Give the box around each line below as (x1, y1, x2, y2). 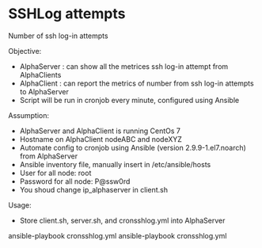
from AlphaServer (19, 151, 78, 161)
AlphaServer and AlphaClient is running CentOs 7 (19, 126, 180, 135)
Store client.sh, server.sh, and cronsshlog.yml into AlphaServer (19, 216, 226, 225)
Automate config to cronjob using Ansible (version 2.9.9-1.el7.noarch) (19, 143, 247, 152)
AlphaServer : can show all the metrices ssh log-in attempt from (19, 61, 229, 71)
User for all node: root (19, 168, 92, 177)
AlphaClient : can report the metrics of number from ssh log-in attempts (19, 78, 255, 88)
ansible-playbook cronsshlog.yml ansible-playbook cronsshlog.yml (8, 231, 227, 240)
